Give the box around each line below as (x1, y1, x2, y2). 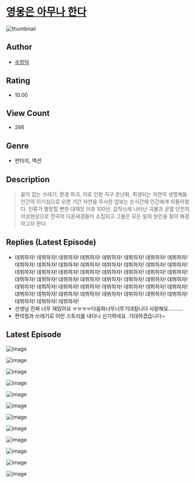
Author (6, 42, 32, 52)
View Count (6, 108, 50, 118)
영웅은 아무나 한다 (6, 5, 87, 19)
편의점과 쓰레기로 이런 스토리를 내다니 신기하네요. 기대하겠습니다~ (14, 312, 166, 319)
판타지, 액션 (14, 157, 42, 164)
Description (6, 174, 50, 185)
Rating (6, 76, 30, 86)
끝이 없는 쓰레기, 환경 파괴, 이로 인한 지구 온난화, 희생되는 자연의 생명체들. (20, 191, 189, 198)
